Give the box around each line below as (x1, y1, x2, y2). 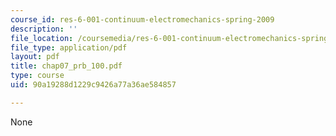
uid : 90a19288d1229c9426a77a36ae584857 (10, 80, 177, 90)
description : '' (10, 24, 78, 34)
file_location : (10, 33, 74, 43)
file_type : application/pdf (10, 42, 128, 53)
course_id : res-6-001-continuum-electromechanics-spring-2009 (10, 14, 275, 25)
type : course (10, 71, 65, 81)
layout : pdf (10, 52, 60, 62)
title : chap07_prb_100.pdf (10, 61, 123, 71)
